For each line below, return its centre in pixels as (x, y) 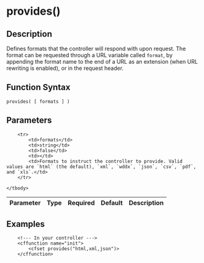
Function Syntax (38, 87)
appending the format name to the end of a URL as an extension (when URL (102, 62)
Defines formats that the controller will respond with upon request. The (96, 48)
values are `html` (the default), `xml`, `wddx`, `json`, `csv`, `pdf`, (101, 167)
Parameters (29, 120)
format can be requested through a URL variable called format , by (90, 55)
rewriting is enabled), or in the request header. (65, 68)
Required (81, 202)
